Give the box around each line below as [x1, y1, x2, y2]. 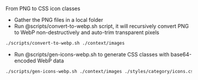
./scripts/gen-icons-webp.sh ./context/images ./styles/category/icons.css [5, 68, 196, 74]
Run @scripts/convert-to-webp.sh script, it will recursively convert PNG [14, 23, 189, 29]
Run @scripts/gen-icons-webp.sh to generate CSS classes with [14, 51, 170, 58]
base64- [170, 51, 192, 58]
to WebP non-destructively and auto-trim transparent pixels [14, 29, 160, 36]
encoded [14, 57, 36, 64]
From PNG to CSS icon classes [5, 5, 80, 12]
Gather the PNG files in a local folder [14, 16, 103, 23]
